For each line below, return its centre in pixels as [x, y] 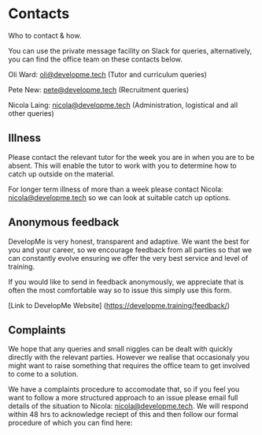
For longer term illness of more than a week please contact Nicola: [116, 189]
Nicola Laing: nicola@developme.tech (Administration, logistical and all [123, 105]
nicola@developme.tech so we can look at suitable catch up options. [120, 197]
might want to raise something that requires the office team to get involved [129, 366]
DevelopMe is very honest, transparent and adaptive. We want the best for [129, 241]
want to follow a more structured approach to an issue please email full [123, 398]
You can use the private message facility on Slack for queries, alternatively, [130, 50]
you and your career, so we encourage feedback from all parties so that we [130, 250]
